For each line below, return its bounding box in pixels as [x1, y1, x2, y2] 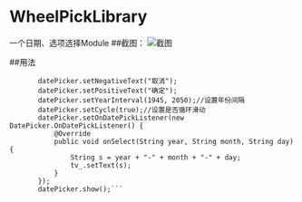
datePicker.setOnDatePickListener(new [37, 113, 184, 122]
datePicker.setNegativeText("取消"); [37, 76, 178, 85]
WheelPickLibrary [9, 6, 148, 27]
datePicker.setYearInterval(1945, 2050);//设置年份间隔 [37, 95, 245, 105]
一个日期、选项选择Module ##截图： [9, 37, 146, 48]
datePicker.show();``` [37, 184, 124, 194]
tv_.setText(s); [70, 160, 132, 169]
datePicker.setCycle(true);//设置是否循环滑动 [37, 105, 206, 114]
